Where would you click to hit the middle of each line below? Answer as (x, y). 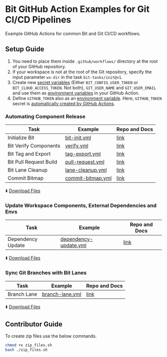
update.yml (74, 245)
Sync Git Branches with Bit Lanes (46, 273)
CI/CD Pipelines (38, 20)
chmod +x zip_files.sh (29, 345)
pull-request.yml (85, 162)
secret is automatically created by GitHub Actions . (64, 104)
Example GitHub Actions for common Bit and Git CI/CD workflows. (73, 33)
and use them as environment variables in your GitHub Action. (76, 93)
